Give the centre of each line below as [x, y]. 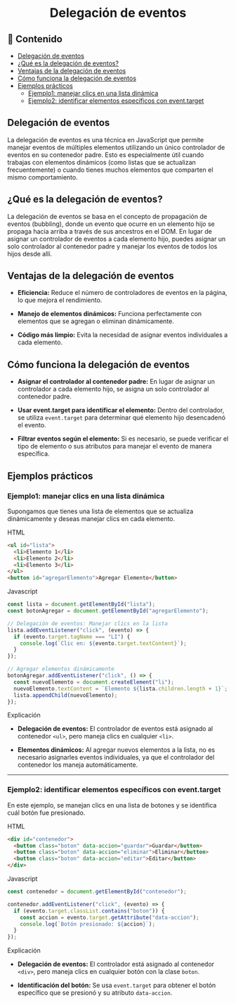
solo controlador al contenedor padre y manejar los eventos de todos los [112, 246]
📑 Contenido [35, 39]
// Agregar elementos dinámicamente [61, 669]
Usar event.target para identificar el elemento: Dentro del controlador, [121, 410]
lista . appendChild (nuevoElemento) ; [66, 695]
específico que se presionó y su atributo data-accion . [95, 993]
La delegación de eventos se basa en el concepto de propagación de [107, 216]
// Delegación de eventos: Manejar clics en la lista [88, 623]
